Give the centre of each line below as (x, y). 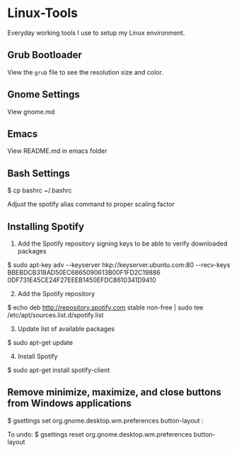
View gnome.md (31, 111)
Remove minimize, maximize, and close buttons (114, 392)
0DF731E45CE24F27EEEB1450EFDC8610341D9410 (82, 280)
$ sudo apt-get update (40, 343)
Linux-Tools (42, 13)
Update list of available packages (66, 329)
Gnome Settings (44, 95)
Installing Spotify (46, 226)
